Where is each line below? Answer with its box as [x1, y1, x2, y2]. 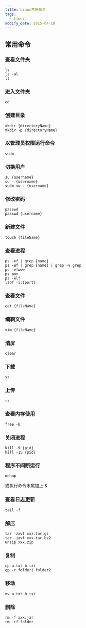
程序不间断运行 [5, 462, 40, 469]
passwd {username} [5, 211, 42, 216]
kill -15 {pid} [5, 450, 36, 455]
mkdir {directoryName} [5, 123, 51, 128]
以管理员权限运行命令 [5, 140, 55, 147]
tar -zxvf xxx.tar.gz [5, 531, 49, 536]
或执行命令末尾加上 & [5, 483, 48, 488]
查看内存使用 [5, 411, 35, 418]
